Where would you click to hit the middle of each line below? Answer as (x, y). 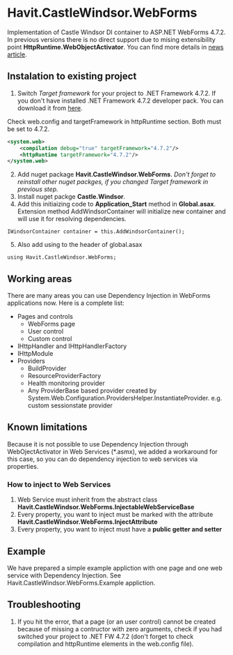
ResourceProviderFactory (64, 376)
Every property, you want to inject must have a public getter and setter (120, 529)
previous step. (38, 189)
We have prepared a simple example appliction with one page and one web (115, 568)
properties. (23, 466)
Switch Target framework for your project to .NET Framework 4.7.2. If (116, 93)
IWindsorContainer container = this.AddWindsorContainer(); (96, 232)
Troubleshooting (44, 605)
